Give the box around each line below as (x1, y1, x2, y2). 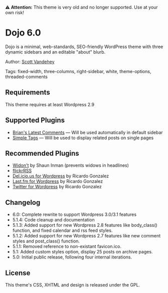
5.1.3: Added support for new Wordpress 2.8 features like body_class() (12, 222, 158, 228)
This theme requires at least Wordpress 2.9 (5, 101, 94, 107)
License (5, 268, 31, 277)
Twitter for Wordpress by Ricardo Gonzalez (12, 184, 102, 190)
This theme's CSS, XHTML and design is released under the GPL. (5, 282, 140, 287)
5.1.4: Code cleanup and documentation (12, 217, 95, 223)
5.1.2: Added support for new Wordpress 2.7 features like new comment (12, 233, 161, 239)
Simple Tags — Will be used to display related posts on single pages (12, 135, 154, 141)
